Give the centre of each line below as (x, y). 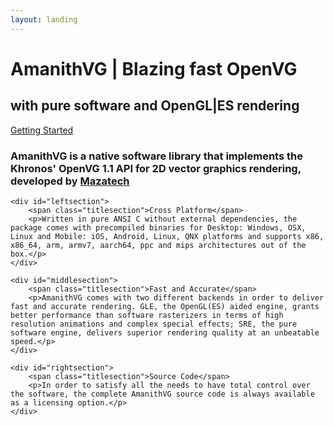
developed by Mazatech (70, 181)
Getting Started (42, 130)
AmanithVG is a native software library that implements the (156, 156)
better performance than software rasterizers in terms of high (147, 315)
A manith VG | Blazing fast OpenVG (154, 68)
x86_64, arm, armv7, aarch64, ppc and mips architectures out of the (158, 245)
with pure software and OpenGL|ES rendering (155, 106)
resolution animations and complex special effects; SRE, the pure (154, 324)
